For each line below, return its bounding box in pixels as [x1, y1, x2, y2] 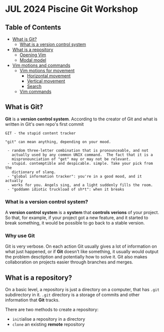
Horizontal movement [27, 73, 71, 78]
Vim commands [19, 89, 52, 94]
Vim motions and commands [12, 63, 70, 68]
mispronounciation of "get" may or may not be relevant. [11, 156, 131, 161]
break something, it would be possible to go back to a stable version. [5, 220, 145, 226]
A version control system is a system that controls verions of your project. [5, 210, 159, 216]
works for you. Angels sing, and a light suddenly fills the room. [11, 183, 153, 187]
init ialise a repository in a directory [12, 316, 85, 322]
